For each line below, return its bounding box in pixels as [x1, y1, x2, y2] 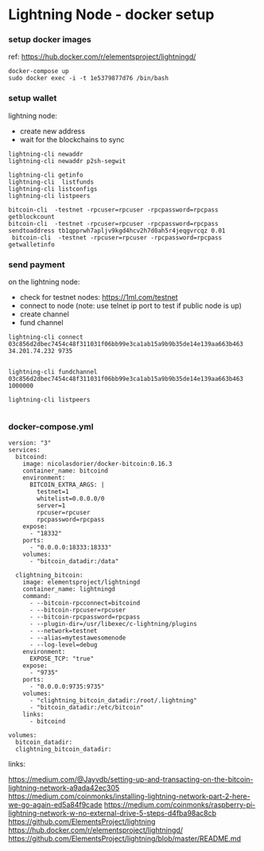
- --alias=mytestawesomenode [29, 634, 126, 642]
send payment [8, 258, 65, 270]
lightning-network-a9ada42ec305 [8, 783, 120, 793]
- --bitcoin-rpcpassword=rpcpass [29, 613, 141, 621]
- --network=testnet [29, 627, 98, 635]
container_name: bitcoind [22, 467, 109, 475]
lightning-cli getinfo [8, 171, 83, 179]
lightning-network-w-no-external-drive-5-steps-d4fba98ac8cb [8, 809, 217, 818]
